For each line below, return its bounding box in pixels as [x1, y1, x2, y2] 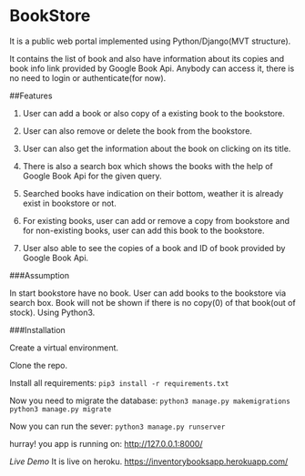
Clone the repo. [9, 360, 68, 370]
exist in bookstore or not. [22, 197, 117, 208]
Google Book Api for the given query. [22, 170, 162, 181]
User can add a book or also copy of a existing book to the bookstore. [22, 107, 285, 118]
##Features [9, 90, 53, 101]
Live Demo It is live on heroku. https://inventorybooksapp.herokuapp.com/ [9, 456, 289, 467]
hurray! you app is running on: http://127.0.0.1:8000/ [9, 438, 203, 449]
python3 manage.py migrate [9, 404, 112, 414]
